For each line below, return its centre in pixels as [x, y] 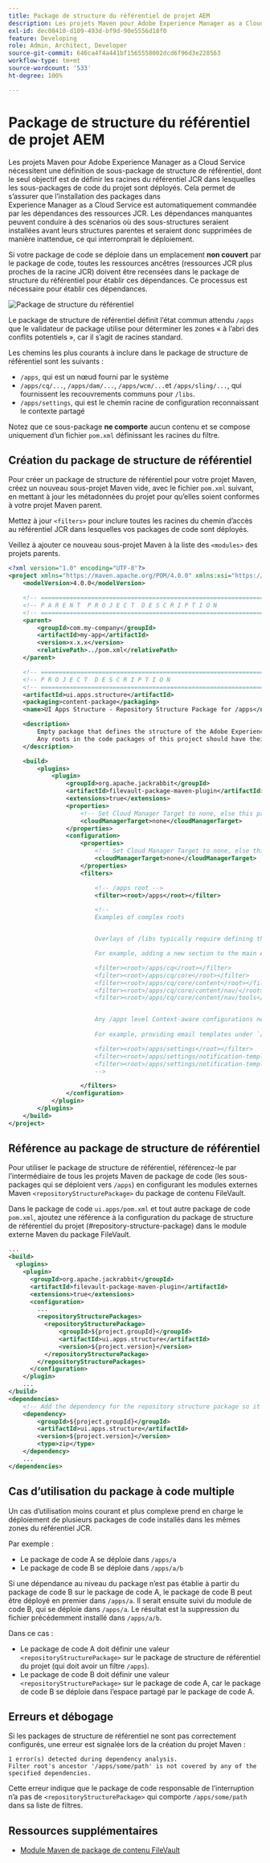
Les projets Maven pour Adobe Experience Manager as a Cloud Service [127, 162]
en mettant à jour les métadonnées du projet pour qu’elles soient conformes [134, 497]
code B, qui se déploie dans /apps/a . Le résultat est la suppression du [124, 1609]
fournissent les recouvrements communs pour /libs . [107, 394]
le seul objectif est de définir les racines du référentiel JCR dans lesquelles [132, 179]
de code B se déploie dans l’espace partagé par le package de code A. [137, 1692]
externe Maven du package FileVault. [70, 1234]
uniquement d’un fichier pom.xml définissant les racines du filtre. [114, 435]
